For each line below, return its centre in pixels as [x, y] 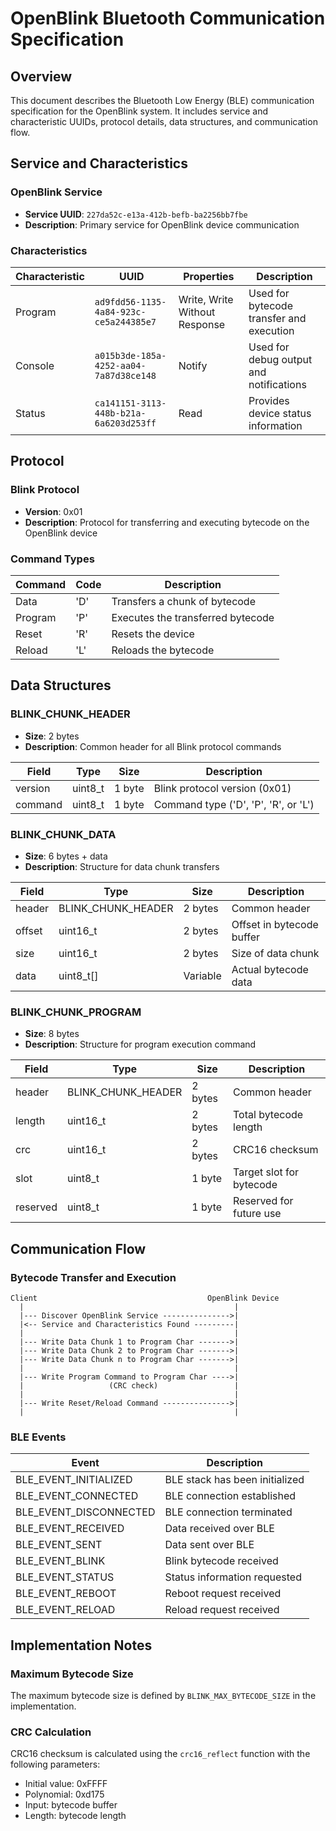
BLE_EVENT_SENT [59, 1545]
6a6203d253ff [125, 423]
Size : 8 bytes [52, 1034]
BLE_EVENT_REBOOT [66, 1594]
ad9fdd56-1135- [130, 301]
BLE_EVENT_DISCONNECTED [85, 1512]
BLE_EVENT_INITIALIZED [74, 1480]
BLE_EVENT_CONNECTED [77, 1496]
